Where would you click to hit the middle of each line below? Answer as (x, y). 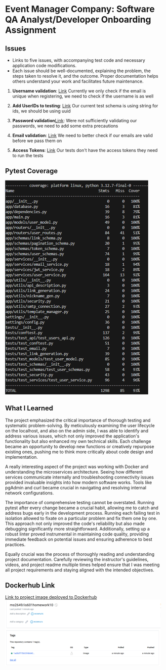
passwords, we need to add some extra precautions (65, 126)
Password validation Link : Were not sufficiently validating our (75, 120)
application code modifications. (44, 66)
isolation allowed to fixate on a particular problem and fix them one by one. (81, 518)
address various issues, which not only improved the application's (72, 436)
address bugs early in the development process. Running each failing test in (83, 513)
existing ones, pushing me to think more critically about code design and (79, 452)
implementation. (21, 457)
